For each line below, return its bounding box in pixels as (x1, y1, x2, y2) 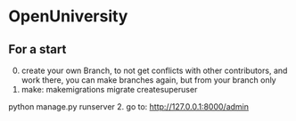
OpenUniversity (8, 6, 128, 27)
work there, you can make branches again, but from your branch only (21, 75, 277, 85)
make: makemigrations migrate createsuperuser (21, 85, 198, 94)
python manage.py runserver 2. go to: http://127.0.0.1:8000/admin (8, 101, 250, 112)
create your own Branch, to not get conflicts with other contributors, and (21, 65, 288, 76)
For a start (8, 42, 67, 57)
